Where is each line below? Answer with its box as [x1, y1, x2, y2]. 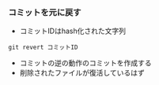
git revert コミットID [8, 43, 78, 52]
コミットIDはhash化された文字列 [19, 26, 127, 36]
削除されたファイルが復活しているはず [19, 68, 145, 78]
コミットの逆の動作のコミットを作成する [19, 58, 152, 68]
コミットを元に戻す [8, 6, 81, 17]
